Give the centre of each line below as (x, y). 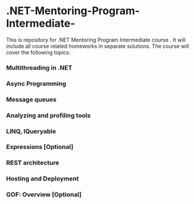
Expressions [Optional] (40, 147)
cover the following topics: (38, 52)
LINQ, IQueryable (31, 131)
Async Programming (36, 83)
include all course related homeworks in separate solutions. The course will (98, 46)
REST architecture (33, 163)
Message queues (32, 99)
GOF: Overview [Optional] (44, 195)
